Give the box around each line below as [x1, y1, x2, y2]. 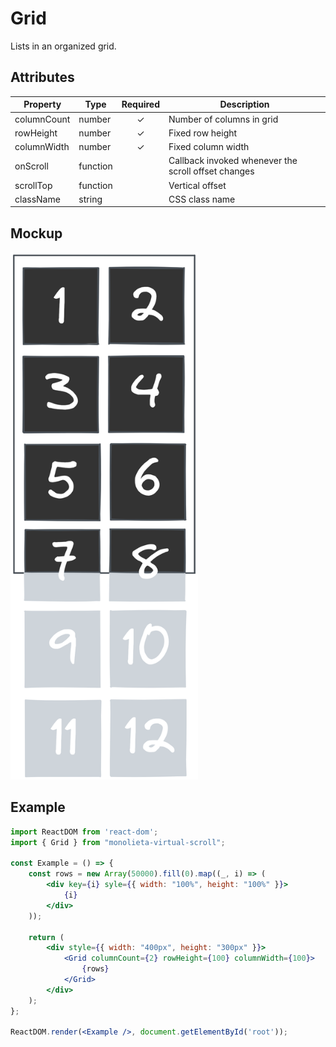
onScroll [14, 160, 49, 172]
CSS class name [168, 193, 236, 205]
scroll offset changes [168, 165, 255, 177]
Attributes [10, 69, 75, 86]
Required [121, 98, 160, 111]
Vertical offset [168, 179, 227, 191]
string [78, 193, 103, 205]
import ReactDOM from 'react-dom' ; [10, 827, 159, 837]
